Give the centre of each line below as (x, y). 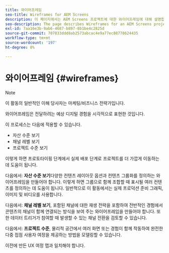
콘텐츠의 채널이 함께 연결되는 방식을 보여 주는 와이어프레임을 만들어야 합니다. (80, 211)
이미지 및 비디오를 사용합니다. (34, 194)
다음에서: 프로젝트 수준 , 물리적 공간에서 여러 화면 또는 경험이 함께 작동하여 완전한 (84, 228)
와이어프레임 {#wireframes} (62, 78)
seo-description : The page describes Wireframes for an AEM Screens (78, 24)
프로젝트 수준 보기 (30, 148)
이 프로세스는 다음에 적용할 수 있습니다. (44, 124)
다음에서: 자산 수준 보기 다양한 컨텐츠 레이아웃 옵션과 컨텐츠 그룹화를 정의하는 (80, 175)
